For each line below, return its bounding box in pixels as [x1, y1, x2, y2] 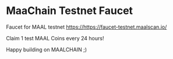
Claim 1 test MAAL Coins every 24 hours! [6, 34, 104, 41]
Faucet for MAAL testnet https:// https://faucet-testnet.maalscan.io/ [6, 23, 167, 30]
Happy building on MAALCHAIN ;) [6, 46, 87, 53]
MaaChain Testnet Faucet [6, 4, 133, 18]
